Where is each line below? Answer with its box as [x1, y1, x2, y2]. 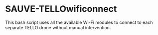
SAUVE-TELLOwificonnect [5, 3, 117, 15]
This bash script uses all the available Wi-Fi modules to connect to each [5, 19, 153, 25]
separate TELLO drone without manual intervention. [5, 24, 111, 30]
